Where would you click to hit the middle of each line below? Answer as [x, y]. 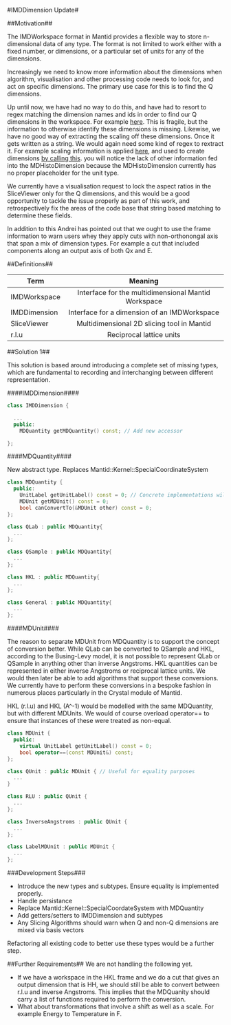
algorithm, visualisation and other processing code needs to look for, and [111, 79]
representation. [29, 380]
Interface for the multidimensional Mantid [144, 293]
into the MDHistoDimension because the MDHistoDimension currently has [112, 165]
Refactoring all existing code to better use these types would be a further [111, 943]
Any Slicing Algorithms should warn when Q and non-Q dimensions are [118, 922]
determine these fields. [40, 215]
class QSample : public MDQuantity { [59, 552]
